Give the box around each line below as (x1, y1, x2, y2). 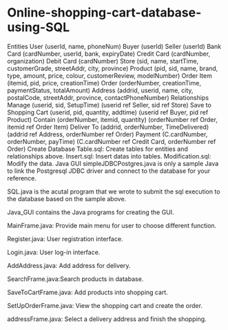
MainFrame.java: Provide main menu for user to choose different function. (7, 221, 217, 229)
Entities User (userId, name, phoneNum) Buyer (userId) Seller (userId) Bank (7, 42, 222, 50)
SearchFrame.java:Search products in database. (7, 274, 144, 283)
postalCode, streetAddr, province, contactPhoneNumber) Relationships (7, 93, 209, 101)
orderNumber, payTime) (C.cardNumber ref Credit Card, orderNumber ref (7, 137, 216, 145)
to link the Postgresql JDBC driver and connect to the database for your (7, 167, 211, 175)
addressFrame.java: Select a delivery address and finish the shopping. (7, 315, 207, 323)
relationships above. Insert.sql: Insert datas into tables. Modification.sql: (7, 152, 211, 160)
